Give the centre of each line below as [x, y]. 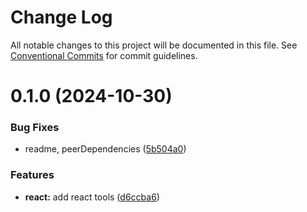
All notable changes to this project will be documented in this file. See [154, 45]
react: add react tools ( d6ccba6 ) [92, 197]
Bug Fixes [35, 128]
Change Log [61, 17]
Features [32, 175]
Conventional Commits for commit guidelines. [104, 55]
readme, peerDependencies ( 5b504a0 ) [105, 149]
